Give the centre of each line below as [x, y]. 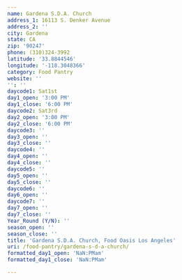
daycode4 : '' [26, 150]
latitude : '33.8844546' [42, 59]
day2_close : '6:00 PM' [40, 124]
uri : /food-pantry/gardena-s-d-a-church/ [68, 247]
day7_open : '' [28, 208]
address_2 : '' [28, 26]
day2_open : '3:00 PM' [39, 117]
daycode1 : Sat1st [32, 91]
